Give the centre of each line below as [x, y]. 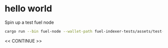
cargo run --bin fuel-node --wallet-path [49, 31]
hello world [28, 9]
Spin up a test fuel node [29, 22]
